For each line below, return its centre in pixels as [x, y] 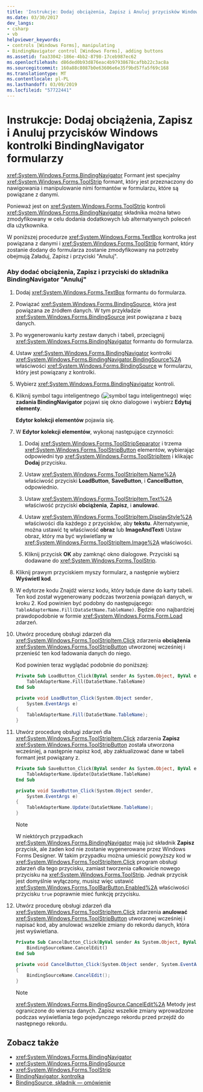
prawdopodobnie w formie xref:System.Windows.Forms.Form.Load [99, 616]
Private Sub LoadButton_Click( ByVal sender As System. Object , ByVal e [106, 676]
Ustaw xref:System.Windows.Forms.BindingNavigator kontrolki [94, 353]
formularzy [35, 159]
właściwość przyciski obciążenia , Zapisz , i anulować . [92, 505]
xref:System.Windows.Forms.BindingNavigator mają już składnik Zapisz [105, 843]
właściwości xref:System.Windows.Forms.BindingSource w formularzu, [104, 366]
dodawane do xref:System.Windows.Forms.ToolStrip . [91, 560]
